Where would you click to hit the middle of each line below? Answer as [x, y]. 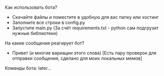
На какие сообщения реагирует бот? [45, 43]
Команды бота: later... [28, 68]
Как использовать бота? [31, 7]
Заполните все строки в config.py [49, 23]
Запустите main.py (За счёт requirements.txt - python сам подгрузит [85, 28]
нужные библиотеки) [35, 33]
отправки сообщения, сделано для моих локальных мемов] [77, 58]
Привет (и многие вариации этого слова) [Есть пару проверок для [84, 53]
